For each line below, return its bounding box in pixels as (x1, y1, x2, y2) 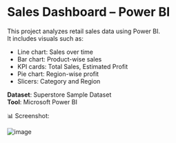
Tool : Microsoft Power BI (7, 97, 78, 106)
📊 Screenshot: (7, 111, 50, 120)
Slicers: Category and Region (17, 77, 101, 85)
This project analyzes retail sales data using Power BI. (7, 27, 161, 35)
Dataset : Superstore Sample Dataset (7, 90, 112, 99)
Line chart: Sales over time (17, 48, 93, 56)
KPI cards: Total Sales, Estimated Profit (17, 62, 128, 70)
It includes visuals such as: (7, 34, 84, 42)
